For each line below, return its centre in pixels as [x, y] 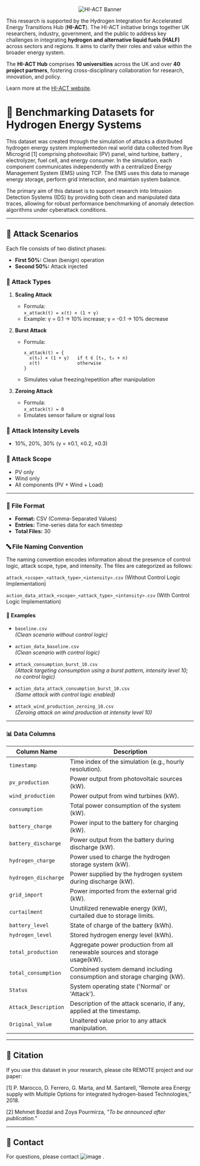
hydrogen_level [31, 935]
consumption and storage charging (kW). [127, 977]
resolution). [86, 769]
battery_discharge [35, 843]
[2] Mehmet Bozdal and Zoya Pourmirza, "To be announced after [86, 1112]
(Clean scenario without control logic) [61, 635]
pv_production [29, 782]
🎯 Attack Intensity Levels [43, 430]
